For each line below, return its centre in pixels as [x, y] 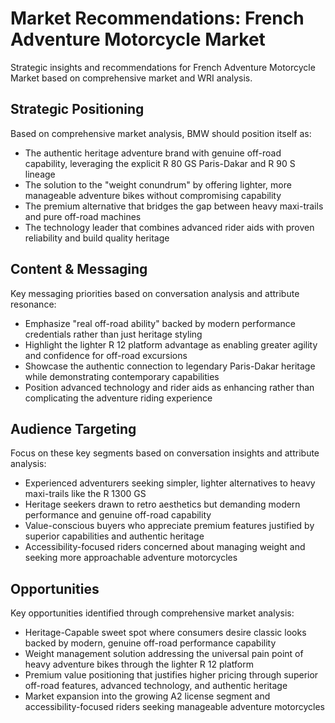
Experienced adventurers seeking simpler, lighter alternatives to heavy [170, 483]
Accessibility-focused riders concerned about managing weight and [165, 547]
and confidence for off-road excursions [106, 355]
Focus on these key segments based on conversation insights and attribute [165, 453]
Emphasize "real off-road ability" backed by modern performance [160, 323]
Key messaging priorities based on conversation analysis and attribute [155, 293]
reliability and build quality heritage [97, 238]
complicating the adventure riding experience [118, 398]
